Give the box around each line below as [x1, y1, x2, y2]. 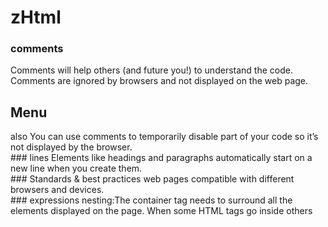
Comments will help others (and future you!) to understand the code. [10, 64, 293, 76]
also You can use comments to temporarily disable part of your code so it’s [10, 131, 319, 143]
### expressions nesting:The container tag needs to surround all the [10, 194, 293, 206]
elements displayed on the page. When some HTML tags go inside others [10, 205, 313, 217]
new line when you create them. [10, 162, 143, 175]
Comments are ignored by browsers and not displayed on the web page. [10, 75, 309, 87]
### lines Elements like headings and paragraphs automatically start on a [10, 152, 313, 164]
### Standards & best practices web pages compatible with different [10, 173, 295, 185]
